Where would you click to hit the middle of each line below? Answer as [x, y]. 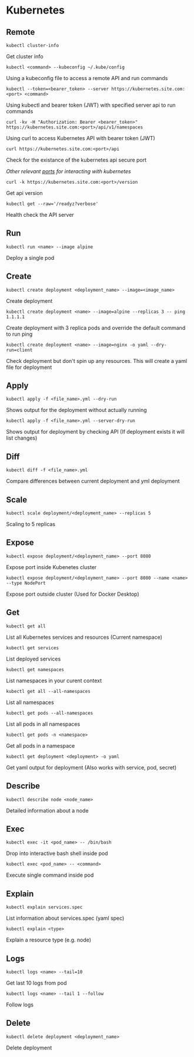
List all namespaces [30, 702]
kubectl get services [33, 648]
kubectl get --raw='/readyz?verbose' [52, 204]
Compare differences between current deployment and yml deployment [93, 481]
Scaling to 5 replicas [31, 524]
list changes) [22, 438]
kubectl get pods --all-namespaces [50, 713]
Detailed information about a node [48, 810]
